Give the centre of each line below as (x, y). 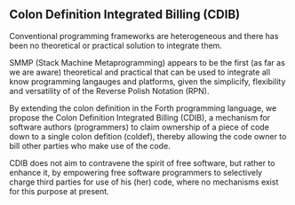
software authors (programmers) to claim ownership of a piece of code (139, 127)
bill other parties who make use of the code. (90, 146)
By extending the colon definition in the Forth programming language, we (143, 108)
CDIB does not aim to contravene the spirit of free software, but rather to (142, 162)
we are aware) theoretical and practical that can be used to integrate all (140, 72)
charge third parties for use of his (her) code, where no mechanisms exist (144, 182)
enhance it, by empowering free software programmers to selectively (136, 172)
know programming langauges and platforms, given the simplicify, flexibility (147, 81)
